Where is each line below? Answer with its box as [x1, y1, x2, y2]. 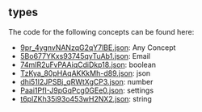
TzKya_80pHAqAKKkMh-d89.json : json [19, 68, 151, 78]
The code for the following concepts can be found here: [8, 27, 195, 36]
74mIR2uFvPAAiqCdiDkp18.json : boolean [19, 60, 156, 69]
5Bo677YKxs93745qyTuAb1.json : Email [19, 51, 151, 60]
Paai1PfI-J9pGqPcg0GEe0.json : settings [19, 85, 154, 95]
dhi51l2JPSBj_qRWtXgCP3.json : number [19, 77, 154, 86]
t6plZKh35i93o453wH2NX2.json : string [19, 93, 152, 103]
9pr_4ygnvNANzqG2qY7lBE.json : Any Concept [19, 43, 176, 52]
